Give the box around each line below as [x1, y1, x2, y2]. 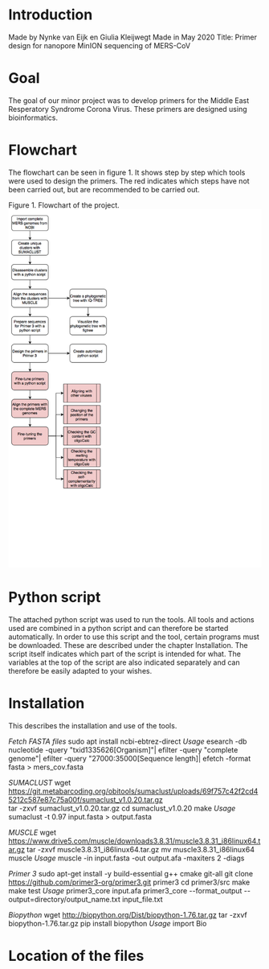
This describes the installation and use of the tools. [8, 720, 177, 730]
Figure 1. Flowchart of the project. [8, 200, 120, 210]
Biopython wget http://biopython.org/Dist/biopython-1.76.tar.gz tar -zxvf [8, 909, 247, 919]
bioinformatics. [8, 113, 59, 122]
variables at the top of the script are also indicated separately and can [8, 658, 240, 667]
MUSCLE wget [8, 827, 57, 837]
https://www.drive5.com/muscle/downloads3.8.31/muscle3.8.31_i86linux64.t [8, 835, 261, 846]
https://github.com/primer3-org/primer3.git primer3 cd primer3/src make [8, 877, 251, 887]
